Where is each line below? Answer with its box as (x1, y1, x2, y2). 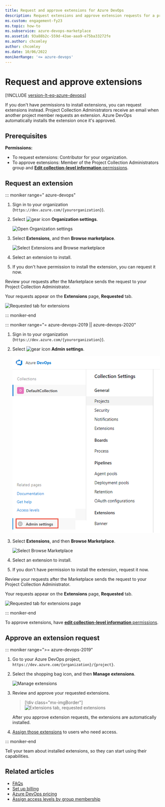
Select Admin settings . (12, 346, 85, 352)
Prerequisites (5, 132, 47, 140)
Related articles (5, 767, 54, 776)
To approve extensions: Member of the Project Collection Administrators (12, 160, 159, 165)
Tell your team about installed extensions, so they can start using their (5, 748, 147, 753)
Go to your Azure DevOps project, (12, 656, 81, 662)
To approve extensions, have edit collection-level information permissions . (5, 619, 159, 625)
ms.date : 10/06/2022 (5, 49, 48, 54)
